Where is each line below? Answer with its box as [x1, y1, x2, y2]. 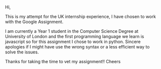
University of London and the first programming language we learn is [5, 34, 144, 39]
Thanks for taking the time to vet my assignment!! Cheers [5, 59, 121, 64]
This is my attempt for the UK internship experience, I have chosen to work [5, 14, 156, 19]
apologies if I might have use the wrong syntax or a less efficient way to [5, 44, 150, 49]
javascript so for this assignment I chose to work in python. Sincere [5, 39, 141, 45]
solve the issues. [5, 49, 39, 55]
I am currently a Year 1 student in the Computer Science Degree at [5, 28, 138, 34]
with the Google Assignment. [5, 19, 64, 24]
